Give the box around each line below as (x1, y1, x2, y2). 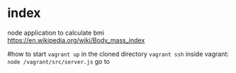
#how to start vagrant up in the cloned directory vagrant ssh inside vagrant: (7, 50, 229, 58)
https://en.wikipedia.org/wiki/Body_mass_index (7, 35, 145, 44)
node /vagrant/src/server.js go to (7, 57, 110, 65)
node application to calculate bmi (7, 28, 105, 37)
